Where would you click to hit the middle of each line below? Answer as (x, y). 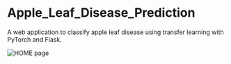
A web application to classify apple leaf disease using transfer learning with (115, 32)
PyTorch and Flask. (35, 39)
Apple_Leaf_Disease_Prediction (101, 13)
